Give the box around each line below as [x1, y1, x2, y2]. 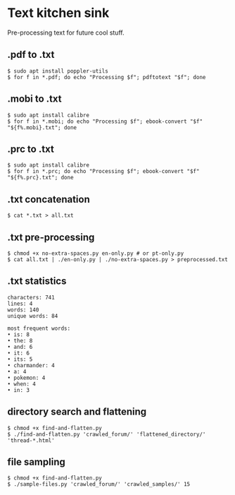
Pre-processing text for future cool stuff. [7, 28, 125, 37]
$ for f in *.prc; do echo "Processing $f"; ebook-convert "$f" [7, 168, 200, 175]
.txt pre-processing [7, 231, 95, 243]
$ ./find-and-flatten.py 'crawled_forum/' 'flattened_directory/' [7, 431, 206, 438]
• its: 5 [7, 355, 33, 363]
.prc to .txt [7, 143, 54, 155]
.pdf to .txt [7, 49, 55, 61]
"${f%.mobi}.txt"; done [7, 124, 77, 131]
